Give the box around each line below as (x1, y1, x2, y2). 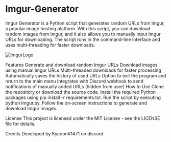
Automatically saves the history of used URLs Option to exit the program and (5, 72, 166, 78)
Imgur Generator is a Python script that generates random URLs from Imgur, (5, 20, 165, 26)
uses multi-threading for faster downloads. (5, 42, 95, 48)
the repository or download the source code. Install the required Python (5, 89, 156, 95)
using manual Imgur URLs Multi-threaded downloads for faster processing (5, 67, 162, 73)
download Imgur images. (5, 105, 58, 111)
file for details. (5, 120, 36, 127)
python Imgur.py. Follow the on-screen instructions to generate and (5, 99, 147, 106)
